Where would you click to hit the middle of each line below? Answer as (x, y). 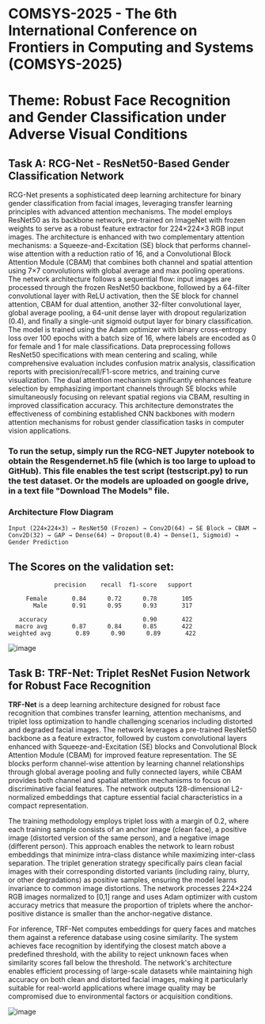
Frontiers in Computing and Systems (131, 48)
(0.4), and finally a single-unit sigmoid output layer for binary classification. (131, 321)
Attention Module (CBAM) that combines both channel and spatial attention (131, 262)
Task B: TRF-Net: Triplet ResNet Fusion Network (129, 673)
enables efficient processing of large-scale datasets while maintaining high (131, 971)
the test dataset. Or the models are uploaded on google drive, (129, 481)
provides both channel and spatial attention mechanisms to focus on (120, 781)
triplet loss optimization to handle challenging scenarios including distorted (131, 721)
